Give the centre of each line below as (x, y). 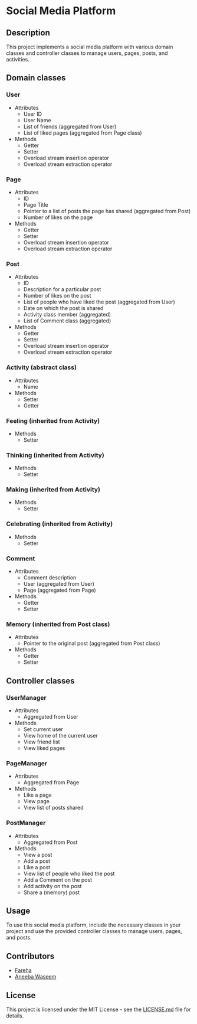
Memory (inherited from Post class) (58, 624)
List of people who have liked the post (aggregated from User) (99, 302)
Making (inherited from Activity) (53, 490)
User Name (37, 120)
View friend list (42, 742)
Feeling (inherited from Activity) (53, 420)
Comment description (50, 578)
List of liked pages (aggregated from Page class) (83, 133)
